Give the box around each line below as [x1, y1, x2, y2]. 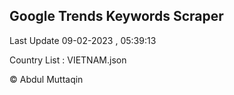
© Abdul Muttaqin [9, 73, 84, 85]
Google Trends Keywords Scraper [9, 8, 224, 25]
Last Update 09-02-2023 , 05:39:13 [9, 34, 157, 46]
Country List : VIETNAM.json [9, 54, 127, 66]
